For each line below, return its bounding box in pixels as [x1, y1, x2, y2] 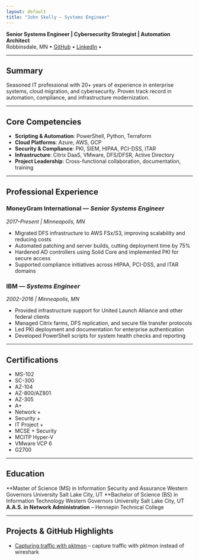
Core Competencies [6, 117, 82, 127]
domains [14, 267, 36, 274]
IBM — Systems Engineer [6, 282, 81, 290]
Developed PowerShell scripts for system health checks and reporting [14, 332, 186, 340]
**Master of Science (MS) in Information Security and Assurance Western [6, 484, 188, 492]
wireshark [14, 548, 40, 555]
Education [6, 469, 45, 479]
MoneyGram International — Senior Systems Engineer [6, 204, 165, 213]
